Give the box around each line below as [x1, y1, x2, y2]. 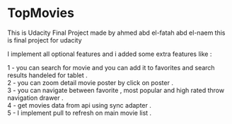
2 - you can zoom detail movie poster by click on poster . [7, 78, 173, 86]
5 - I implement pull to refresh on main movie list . [7, 108, 152, 117]
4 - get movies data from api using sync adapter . [7, 101, 152, 109]
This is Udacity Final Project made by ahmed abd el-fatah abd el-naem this [7, 28, 226, 37]
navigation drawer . [7, 94, 64, 102]
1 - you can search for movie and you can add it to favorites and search [7, 63, 215, 72]
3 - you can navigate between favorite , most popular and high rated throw [7, 86, 225, 94]
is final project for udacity [7, 35, 83, 44]
